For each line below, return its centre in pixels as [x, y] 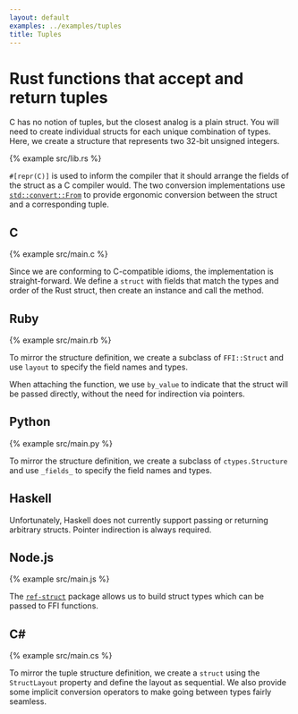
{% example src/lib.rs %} [55, 158]
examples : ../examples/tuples [66, 26]
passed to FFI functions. [54, 606]
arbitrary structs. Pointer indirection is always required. [111, 530]
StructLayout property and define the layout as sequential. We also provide [148, 683]
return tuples [59, 97]
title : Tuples [36, 34]
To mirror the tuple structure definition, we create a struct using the [135, 673]
